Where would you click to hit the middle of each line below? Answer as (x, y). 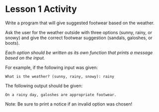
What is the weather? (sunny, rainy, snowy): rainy (60, 76)
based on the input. (25, 57)
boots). (12, 43)
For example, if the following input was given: (51, 67)
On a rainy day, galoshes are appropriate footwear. (61, 95)
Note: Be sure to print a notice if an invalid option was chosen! (69, 104)
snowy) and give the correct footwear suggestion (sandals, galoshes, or (79, 38)
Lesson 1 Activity (41, 9)
